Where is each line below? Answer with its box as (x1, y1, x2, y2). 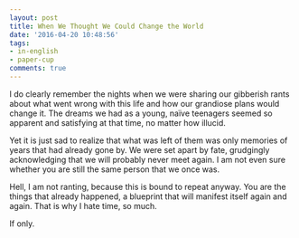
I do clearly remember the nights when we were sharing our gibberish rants (9, 88, 290, 100)
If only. (9, 218, 35, 229)
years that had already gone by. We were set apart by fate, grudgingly (9, 144, 270, 155)
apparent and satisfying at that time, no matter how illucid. (9, 117, 226, 128)
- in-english (9, 47, 59, 56)
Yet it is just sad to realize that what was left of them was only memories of (9, 135, 288, 146)
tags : (9, 38, 30, 48)
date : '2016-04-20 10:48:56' (9, 30, 119, 39)
